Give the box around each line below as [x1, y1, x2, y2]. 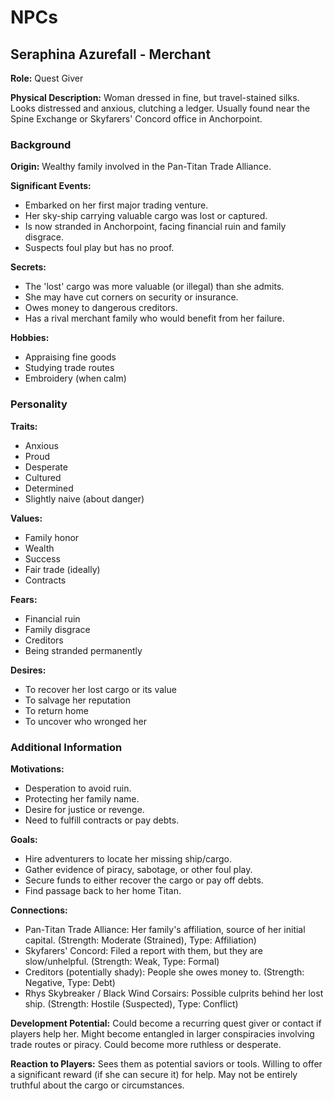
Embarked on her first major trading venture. [24, 199, 209, 211]
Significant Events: [10, 180, 92, 192]
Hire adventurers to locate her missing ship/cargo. [24, 852, 233, 865]
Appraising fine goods [24, 351, 117, 363]
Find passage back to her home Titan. [24, 884, 182, 896]
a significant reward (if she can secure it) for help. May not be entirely [10, 1068, 298, 1080]
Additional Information [10, 740, 123, 754]
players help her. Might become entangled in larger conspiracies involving [10, 1027, 315, 1040]
